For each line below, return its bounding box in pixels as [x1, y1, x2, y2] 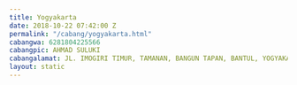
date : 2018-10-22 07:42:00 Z [9, 21, 117, 30]
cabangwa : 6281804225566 [9, 37, 101, 47]
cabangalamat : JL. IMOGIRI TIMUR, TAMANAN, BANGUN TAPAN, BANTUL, [9, 54, 259, 63]
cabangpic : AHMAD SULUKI [9, 46, 101, 55]
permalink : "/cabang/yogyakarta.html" [9, 29, 152, 38]
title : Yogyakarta [9, 12, 77, 22]
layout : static [9, 63, 65, 72]
